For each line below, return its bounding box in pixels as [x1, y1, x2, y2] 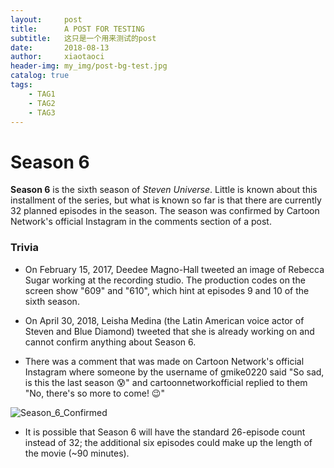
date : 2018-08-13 [10, 42, 110, 53]
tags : [10, 80, 33, 90]
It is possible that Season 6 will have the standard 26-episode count [24, 426, 306, 438]
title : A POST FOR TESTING [10, 24, 145, 34]
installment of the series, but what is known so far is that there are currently [10, 194, 322, 206]
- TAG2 [28, 98, 56, 108]
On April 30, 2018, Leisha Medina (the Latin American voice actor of [24, 314, 305, 326]
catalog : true [10, 71, 70, 81]
